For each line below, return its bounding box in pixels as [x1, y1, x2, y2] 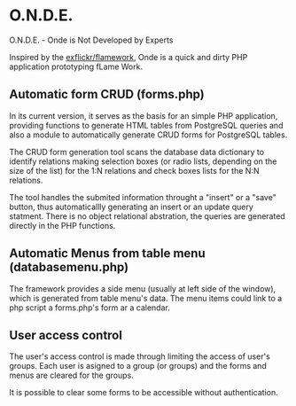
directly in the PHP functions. [9, 220, 116, 230]
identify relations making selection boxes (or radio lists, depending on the [9, 156, 277, 167]
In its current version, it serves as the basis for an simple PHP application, [9, 110, 278, 121]
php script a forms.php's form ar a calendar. [9, 302, 170, 313]
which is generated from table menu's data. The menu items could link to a [9, 293, 283, 303]
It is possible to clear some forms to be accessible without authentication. [9, 387, 278, 398]
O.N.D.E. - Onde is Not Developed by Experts [9, 35, 174, 45]
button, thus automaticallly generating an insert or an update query [9, 201, 254, 212]
